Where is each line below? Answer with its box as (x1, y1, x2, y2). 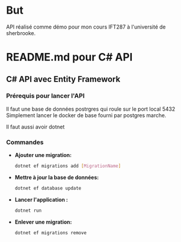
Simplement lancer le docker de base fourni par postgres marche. (6, 111, 167, 119)
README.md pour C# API (6, 51, 133, 64)
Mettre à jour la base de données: (14, 174, 99, 181)
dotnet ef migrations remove (14, 230, 87, 235)
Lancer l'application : (14, 196, 68, 203)
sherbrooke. (6, 29, 36, 36)
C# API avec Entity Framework (6, 74, 121, 84)
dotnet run (14, 208, 42, 213)
